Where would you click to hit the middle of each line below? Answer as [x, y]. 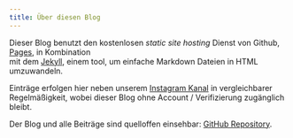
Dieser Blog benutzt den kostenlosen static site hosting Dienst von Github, [145, 42]
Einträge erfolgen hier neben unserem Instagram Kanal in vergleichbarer [141, 88]
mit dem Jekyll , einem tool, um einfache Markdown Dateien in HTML [134, 61]
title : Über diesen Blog [55, 17]
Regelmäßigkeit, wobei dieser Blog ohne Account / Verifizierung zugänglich [147, 97]
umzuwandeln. [36, 71]
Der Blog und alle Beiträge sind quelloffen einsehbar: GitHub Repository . [141, 124]
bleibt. [21, 106]
